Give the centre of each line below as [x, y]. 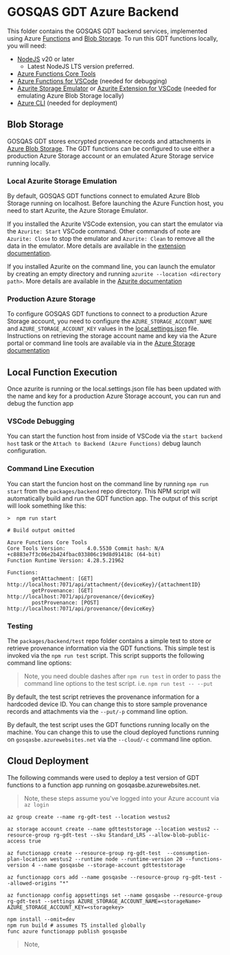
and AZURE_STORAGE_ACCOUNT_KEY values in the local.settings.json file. [103, 328]
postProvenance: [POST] [66, 602]
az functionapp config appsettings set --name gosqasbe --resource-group [115, 895]
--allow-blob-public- [180, 835]
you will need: [27, 45]
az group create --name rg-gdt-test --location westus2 [89, 817]
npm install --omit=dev [41, 919]
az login [36, 805]
